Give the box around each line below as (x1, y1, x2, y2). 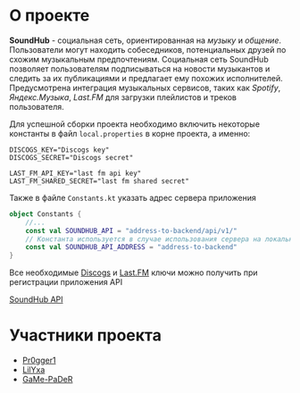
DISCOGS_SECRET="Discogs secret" (9, 153, 134, 162)
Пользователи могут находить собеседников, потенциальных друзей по (9, 44, 287, 54)
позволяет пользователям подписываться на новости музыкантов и (9, 63, 271, 74)
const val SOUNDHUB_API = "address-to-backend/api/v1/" (25, 226, 238, 235)
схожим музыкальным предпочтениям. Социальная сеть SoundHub (9, 54, 270, 64)
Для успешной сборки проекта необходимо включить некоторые (9, 118, 261, 130)
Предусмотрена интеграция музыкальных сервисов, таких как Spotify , (9, 82, 281, 93)
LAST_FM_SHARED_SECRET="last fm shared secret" (9, 176, 190, 186)
